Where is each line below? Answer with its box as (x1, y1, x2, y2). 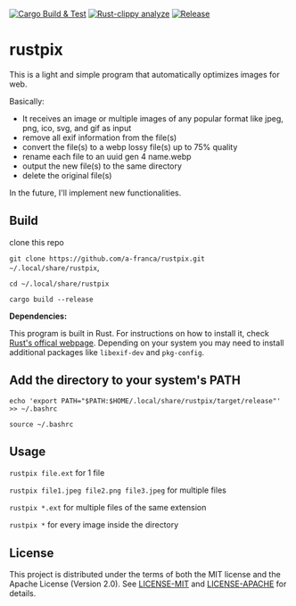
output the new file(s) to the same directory (21, 161, 183, 171)
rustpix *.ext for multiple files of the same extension (9, 502, 207, 513)
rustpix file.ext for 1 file (9, 468, 105, 478)
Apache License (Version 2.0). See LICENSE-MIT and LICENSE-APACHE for (9, 578, 287, 589)
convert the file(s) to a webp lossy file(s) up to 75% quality (21, 141, 238, 152)
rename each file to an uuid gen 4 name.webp (21, 151, 192, 162)
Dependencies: (9, 311, 68, 321)
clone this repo (9, 237, 64, 247)
